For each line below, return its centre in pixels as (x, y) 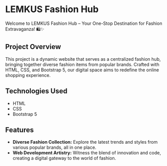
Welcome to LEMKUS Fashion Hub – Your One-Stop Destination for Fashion (84, 23)
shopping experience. (28, 75)
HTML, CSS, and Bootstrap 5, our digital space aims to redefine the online (82, 70)
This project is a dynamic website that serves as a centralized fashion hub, (83, 59)
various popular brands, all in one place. (54, 147)
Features (19, 130)
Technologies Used (36, 91)
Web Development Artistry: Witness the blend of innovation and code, (87, 153)
